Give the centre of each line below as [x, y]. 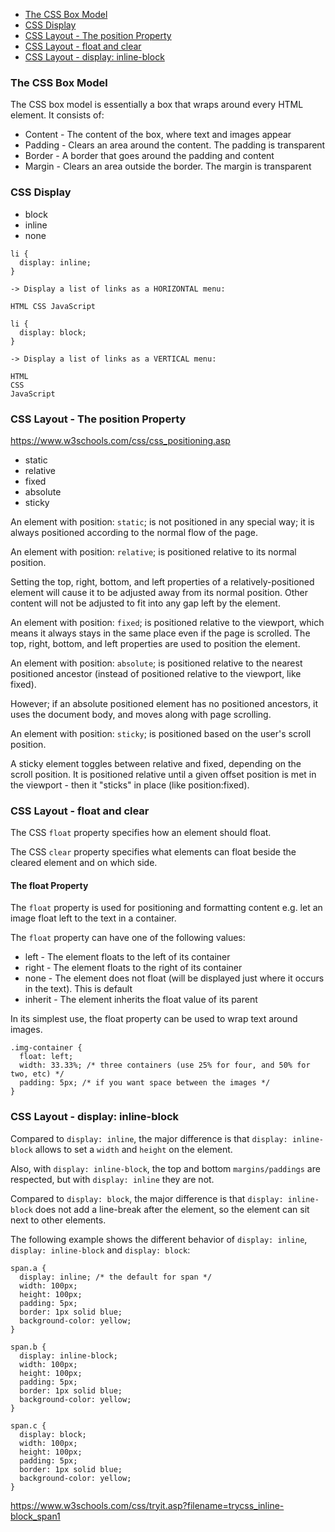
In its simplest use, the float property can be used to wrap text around [154, 1019]
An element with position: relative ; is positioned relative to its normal [153, 551]
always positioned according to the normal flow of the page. [134, 532]
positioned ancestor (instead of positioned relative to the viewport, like [156, 673]
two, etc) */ [37, 1074]
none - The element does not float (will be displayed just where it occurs [174, 978]
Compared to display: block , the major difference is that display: [147, 1198]
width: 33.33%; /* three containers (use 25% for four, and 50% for [165, 1065]
